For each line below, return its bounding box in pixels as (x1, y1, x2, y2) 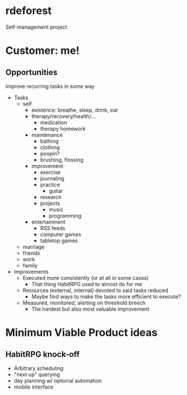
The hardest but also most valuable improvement (31, 305, 150, 312)
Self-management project (5, 23, 68, 30)
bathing (40, 138, 59, 145)
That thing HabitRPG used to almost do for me (31, 280, 143, 287)
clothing (40, 143, 60, 150)
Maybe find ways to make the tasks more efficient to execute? (31, 293, 181, 300)
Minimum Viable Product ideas (5, 326, 158, 339)
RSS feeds (40, 224, 65, 232)
